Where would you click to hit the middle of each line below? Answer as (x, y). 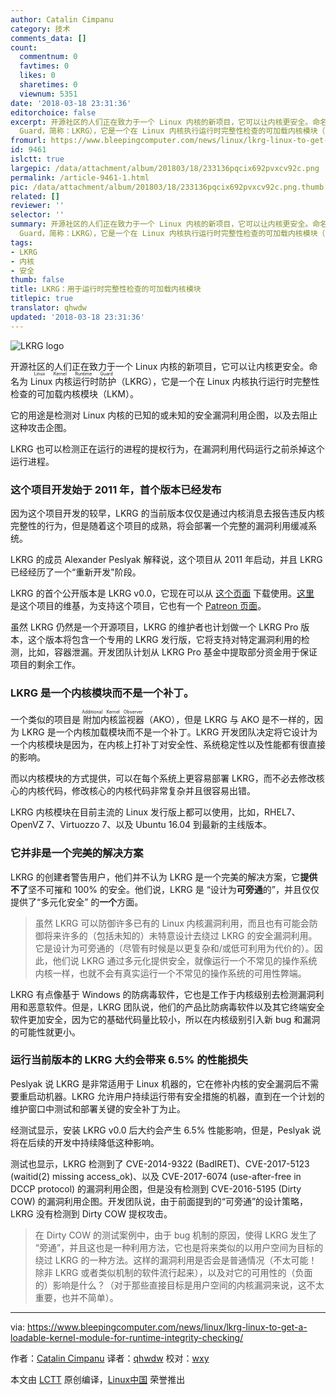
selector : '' (37, 215)
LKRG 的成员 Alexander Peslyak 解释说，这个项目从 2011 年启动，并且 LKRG (166, 559)
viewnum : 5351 (48, 94)
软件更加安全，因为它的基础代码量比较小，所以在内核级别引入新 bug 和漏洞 (165, 1019)
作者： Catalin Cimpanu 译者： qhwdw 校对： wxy (110, 1358)
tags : (21, 242)
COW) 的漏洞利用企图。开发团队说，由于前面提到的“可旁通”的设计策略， (159, 1201)
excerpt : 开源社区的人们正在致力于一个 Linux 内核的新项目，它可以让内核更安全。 (161, 122)
